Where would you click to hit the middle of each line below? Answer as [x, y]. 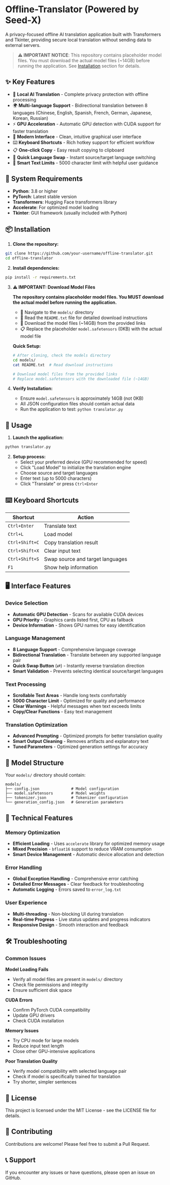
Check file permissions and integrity [50, 985]
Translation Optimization [36, 725]
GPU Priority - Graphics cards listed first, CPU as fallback [73, 620]
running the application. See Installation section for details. [79, 66]
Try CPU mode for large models [46, 1041]
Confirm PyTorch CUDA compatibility [51, 1010]
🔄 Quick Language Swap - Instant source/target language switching [84, 157]
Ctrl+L [16, 534]
